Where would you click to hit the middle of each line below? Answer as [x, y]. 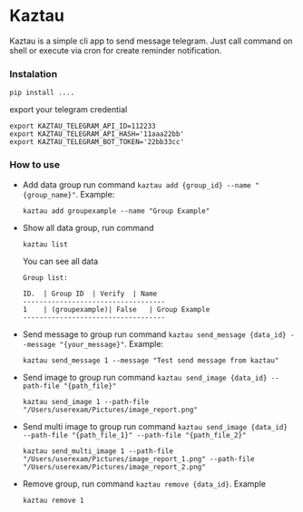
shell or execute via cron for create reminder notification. [116, 50]
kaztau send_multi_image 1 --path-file [98, 451]
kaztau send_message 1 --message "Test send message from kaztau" [151, 360]
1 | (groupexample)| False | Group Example [116, 309]
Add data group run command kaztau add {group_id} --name [137, 184]
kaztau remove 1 [53, 500]
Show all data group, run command [88, 227]
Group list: [45, 277]
